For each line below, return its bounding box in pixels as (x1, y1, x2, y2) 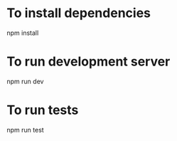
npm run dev (6, 77, 44, 85)
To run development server (6, 53, 171, 70)
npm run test (6, 125, 44, 134)
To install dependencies (6, 5, 151, 21)
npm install (6, 28, 39, 37)
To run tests (6, 102, 79, 118)
